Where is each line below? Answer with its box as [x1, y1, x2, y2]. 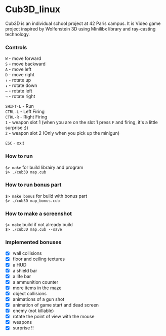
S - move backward [5, 61, 46, 67]
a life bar [12, 273, 31, 279]
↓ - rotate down [5, 82, 37, 88]
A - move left [5, 66, 32, 72]
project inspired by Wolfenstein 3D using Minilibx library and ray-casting [5, 25, 156, 32]
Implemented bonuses [5, 239, 62, 246]
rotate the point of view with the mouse [12, 314, 95, 320]
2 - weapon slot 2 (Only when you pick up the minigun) [5, 130, 120, 136]
